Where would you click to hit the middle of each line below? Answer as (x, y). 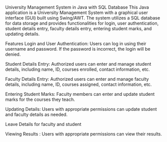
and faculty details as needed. (36, 114)
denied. (13, 54)
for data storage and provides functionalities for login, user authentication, (82, 23)
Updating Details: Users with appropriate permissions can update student (81, 109)
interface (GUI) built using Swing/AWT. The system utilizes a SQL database (83, 18)
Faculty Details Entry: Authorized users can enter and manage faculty (77, 79)
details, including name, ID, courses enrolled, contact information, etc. (77, 69)
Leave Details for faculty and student (43, 124)
